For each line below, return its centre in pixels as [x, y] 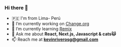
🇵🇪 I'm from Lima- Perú [36, 18]
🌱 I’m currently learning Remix [42, 29]
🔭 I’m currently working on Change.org [50, 24]
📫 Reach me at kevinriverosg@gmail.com [55, 39]
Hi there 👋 [17, 8]
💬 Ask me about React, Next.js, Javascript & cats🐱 [64, 34]
